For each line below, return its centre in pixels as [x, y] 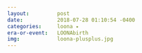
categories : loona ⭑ [43, 26]
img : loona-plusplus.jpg [60, 39]
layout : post [39, 13]
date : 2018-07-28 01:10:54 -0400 [71, 20]
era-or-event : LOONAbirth [48, 33]
